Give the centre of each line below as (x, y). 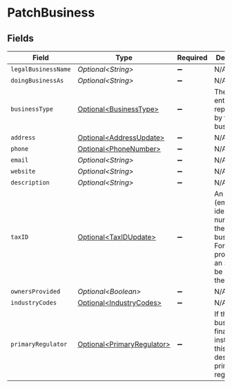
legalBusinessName (41, 70)
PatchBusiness (51, 13)
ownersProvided (36, 292)
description (30, 182)
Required (192, 58)
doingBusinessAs (37, 81)
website (23, 171)
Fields (21, 38)
